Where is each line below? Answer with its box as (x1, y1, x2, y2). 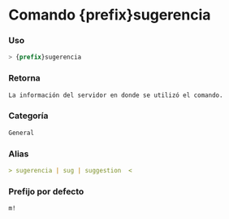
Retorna (8, 72, 41, 84)
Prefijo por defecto (8, 186, 84, 197)
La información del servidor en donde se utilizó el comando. (8, 91, 223, 99)
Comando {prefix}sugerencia (8, 6, 211, 24)
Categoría (8, 110, 49, 121)
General (8, 129, 35, 137)
